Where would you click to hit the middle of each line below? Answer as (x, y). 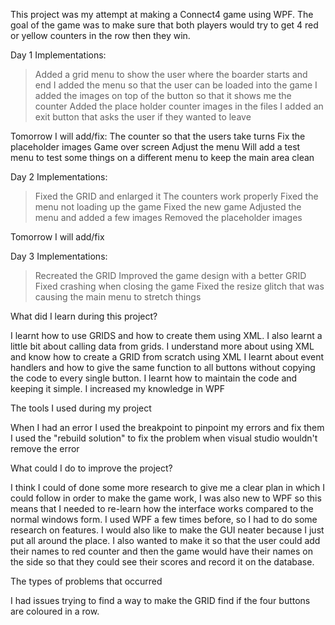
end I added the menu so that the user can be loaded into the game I (176, 85)
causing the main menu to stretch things (118, 297)
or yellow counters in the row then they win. (100, 35)
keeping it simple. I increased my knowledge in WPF (117, 388)
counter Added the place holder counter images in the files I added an (179, 106)
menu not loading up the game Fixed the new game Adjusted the (168, 207)
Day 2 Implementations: (59, 177)
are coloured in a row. (55, 611)
